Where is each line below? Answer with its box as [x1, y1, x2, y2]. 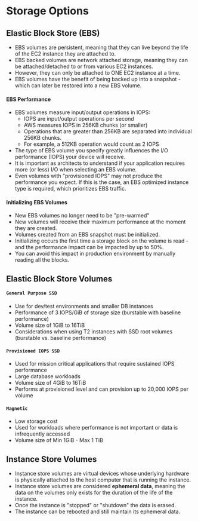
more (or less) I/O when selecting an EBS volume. [14, 166, 137, 173]
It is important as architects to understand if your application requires [14, 160, 185, 167]
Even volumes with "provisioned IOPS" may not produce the [14, 172, 163, 180]
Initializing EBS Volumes [6, 198, 67, 206]
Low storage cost [14, 418, 58, 425]
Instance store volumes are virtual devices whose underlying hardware [14, 470, 190, 477]
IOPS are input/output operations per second [23, 115, 134, 122]
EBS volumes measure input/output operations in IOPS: [14, 109, 150, 116]
